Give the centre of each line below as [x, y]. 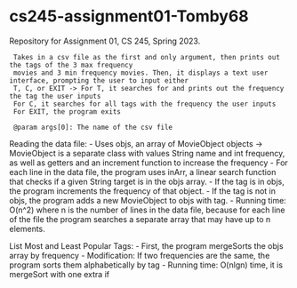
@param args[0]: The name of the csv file [93, 127]
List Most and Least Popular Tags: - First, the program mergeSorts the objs [146, 245]
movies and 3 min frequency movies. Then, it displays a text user [140, 73]
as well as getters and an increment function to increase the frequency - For [149, 163]
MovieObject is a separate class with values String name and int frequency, [147, 153]
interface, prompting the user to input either [99, 80]
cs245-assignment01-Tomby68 [129, 16]
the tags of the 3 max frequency [71, 65]
